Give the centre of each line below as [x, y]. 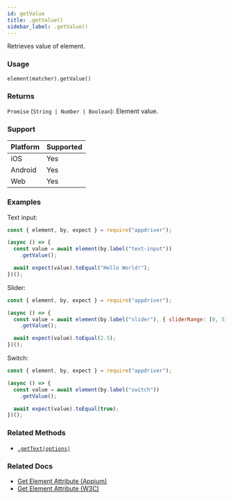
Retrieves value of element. [46, 46]
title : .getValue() [35, 20]
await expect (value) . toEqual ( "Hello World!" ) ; [82, 268]
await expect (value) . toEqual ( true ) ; [66, 409]
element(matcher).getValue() [49, 78]
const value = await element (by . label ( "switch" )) [86, 389]
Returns [21, 96]
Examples [24, 202]
